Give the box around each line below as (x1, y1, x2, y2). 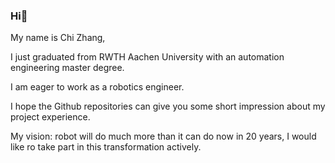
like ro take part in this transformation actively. (10, 141, 202, 153)
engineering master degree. (10, 62, 125, 74)
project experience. (10, 111, 91, 123)
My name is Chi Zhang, (10, 32, 106, 44)
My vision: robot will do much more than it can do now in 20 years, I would (10, 130, 317, 143)
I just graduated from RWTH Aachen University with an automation (10, 51, 285, 63)
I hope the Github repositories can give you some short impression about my (10, 100, 326, 113)
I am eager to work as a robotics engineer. (10, 81, 185, 93)
